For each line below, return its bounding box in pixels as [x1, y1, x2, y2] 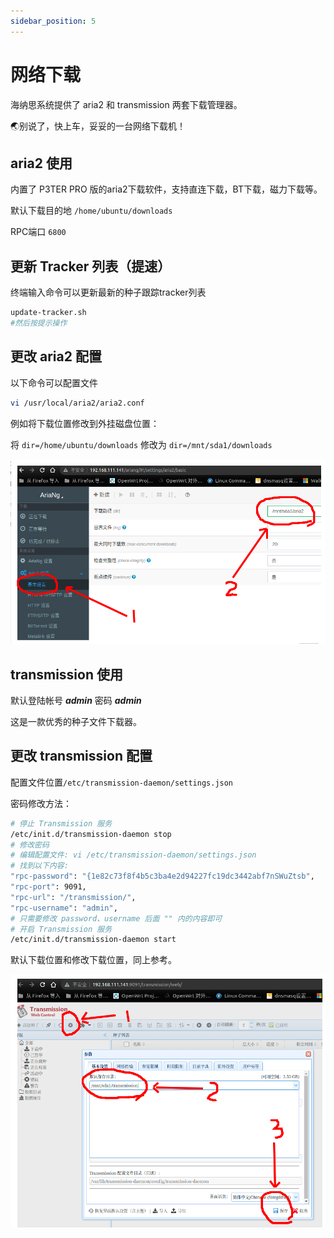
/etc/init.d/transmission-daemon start [10, 935, 177, 945]
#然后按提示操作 [10, 318, 68, 329]
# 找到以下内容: [10, 861, 69, 871]
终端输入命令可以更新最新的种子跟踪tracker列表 [10, 286, 207, 299]
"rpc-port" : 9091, [10, 882, 87, 892]
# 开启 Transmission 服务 [10, 924, 113, 934]
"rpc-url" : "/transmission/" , [10, 892, 137, 902]
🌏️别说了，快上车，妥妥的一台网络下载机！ [10, 120, 187, 132]
